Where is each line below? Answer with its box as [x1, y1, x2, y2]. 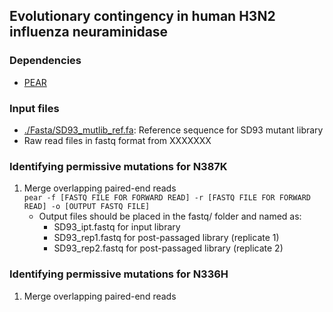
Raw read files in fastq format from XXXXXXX [23, 134, 212, 146]
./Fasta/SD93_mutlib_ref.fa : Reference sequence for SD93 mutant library [23, 124, 324, 136]
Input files [9, 101, 60, 115]
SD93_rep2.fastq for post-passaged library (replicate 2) [53, 242, 284, 254]
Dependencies [9, 54, 82, 68]
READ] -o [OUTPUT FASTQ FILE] [23, 202, 151, 212]
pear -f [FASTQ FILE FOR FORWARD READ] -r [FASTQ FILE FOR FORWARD [23, 193, 311, 203]
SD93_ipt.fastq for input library [53, 221, 181, 233]
